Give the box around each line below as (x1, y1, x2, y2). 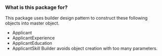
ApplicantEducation (12, 40, 53, 46)
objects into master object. (5, 20, 60, 26)
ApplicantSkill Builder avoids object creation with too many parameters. (12, 46, 158, 52)
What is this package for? (5, 4, 68, 11)
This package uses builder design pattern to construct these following (5, 15, 148, 21)
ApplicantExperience (12, 35, 55, 41)
